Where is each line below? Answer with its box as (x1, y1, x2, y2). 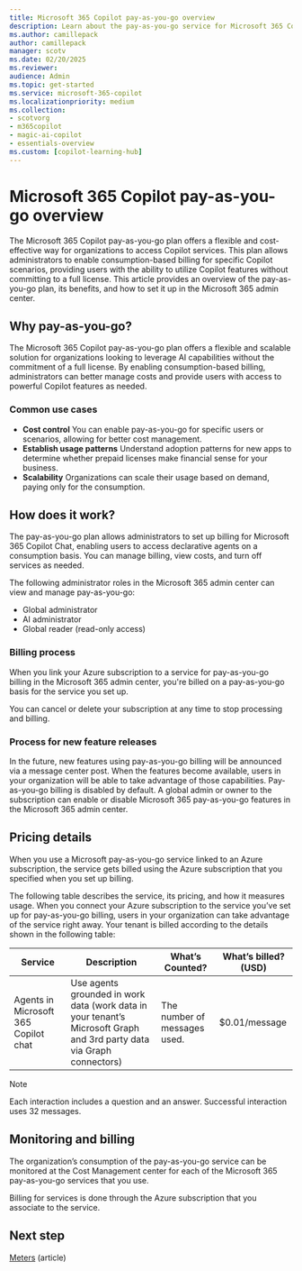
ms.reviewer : (9, 64, 58, 73)
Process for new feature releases (9, 736, 157, 748)
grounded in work (70, 988, 146, 1001)
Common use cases (9, 403, 98, 416)
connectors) (70, 1056, 123, 1068)
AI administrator (22, 614, 83, 625)
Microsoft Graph (70, 1021, 139, 1034)
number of (161, 1010, 205, 1023)
